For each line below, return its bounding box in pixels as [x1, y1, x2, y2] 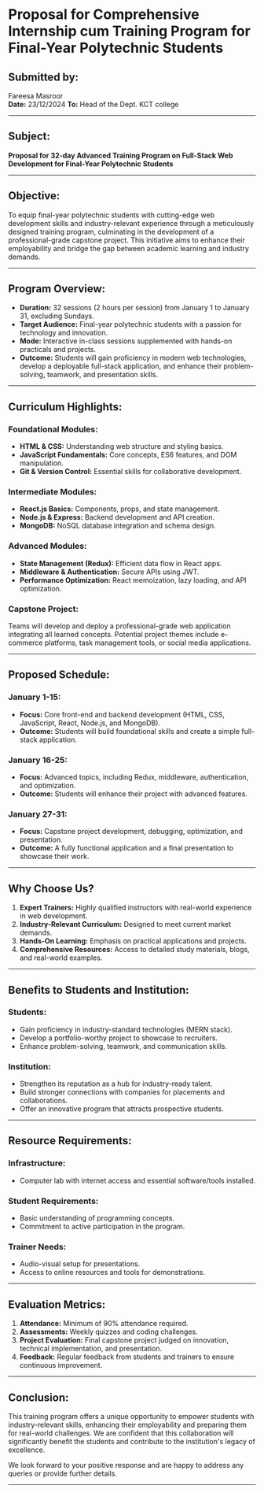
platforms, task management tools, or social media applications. [44, 638, 251, 647]
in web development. [19, 911, 88, 921]
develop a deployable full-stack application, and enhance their [19, 361, 222, 371]
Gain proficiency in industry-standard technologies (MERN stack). [19, 1024, 233, 1034]
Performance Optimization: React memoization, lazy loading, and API [19, 575, 247, 584]
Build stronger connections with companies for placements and [19, 1087, 225, 1097]
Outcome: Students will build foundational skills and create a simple [19, 726, 240, 735]
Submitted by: [8, 70, 79, 83]
